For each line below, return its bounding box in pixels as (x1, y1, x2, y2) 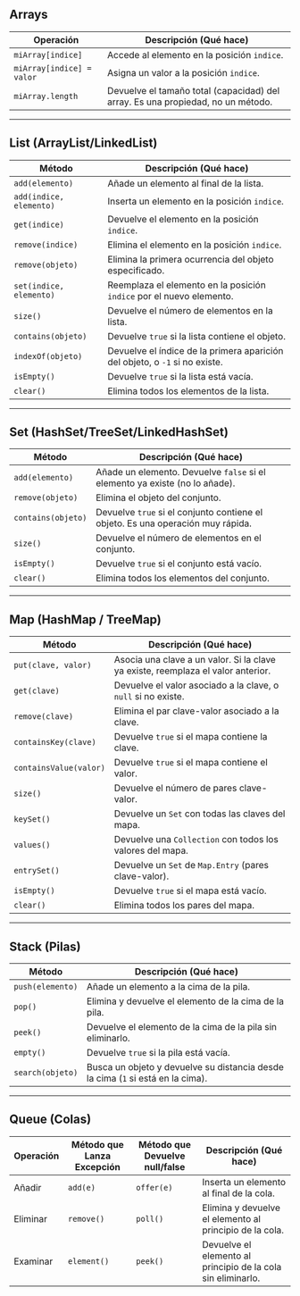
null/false (144, 1160, 186, 1173)
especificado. (107, 263, 165, 276)
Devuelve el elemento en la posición (107, 213, 259, 225)
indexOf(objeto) (13, 351, 83, 361)
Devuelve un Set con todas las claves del (113, 807, 286, 820)
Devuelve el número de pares (113, 782, 237, 794)
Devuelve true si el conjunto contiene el (95, 506, 263, 519)
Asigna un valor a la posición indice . (106, 66, 261, 79)
